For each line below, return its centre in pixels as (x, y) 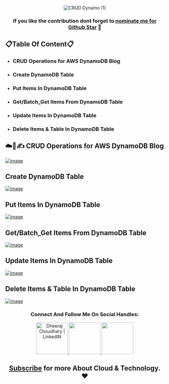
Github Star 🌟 (85, 27)
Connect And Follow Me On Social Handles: (85, 314)
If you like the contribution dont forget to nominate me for (85, 21)
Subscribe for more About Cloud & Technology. (85, 369)
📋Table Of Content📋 (40, 44)
